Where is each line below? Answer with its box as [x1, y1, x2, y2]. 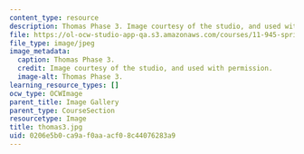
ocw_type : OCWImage [9, 89, 83, 98]
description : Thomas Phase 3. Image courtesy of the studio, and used [9, 22, 281, 31]
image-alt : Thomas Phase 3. [17, 72, 124, 82]
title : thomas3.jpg [9, 123, 83, 132]
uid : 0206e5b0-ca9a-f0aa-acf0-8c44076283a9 [9, 131, 176, 140]
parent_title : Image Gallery [9, 97, 119, 107]
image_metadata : [9, 47, 71, 56]
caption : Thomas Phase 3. [17, 55, 116, 64]
